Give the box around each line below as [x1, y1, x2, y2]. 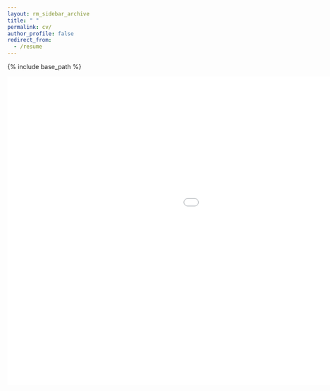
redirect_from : [7, 37, 52, 44]
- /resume [13, 43, 42, 50]
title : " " [7, 17, 39, 24]
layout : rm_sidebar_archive [7, 10, 90, 18]
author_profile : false [7, 30, 74, 37]
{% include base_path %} [7, 63, 82, 71]
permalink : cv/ [7, 23, 52, 30]
